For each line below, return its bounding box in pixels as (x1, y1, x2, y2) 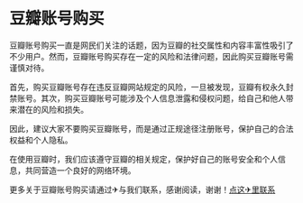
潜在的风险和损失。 (16, 104, 88, 115)
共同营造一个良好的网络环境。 (24, 164, 136, 176)
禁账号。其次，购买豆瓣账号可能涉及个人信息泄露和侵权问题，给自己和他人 (9, 92, 286, 104)
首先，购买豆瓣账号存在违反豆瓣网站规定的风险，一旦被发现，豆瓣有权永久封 (9, 81, 294, 92)
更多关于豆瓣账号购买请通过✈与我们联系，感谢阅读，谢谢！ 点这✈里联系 (9, 184, 276, 195)
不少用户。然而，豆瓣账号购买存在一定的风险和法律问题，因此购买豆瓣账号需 (9, 51, 294, 61)
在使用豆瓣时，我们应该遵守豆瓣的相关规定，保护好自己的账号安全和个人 (9, 153, 278, 164)
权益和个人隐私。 (9, 134, 73, 145)
